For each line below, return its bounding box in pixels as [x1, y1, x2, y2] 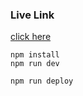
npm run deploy [10, 76, 74, 87]
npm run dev [10, 59, 60, 69]
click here [10, 31, 52, 43]
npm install [10, 50, 60, 60]
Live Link [10, 8, 55, 22]
